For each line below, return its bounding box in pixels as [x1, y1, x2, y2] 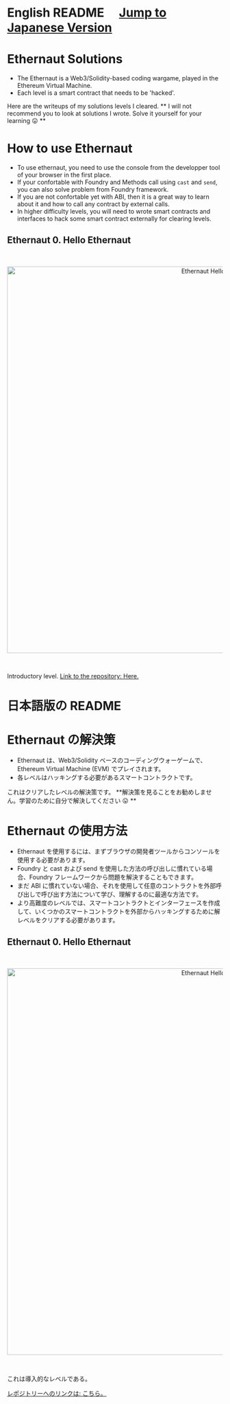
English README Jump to [7, 5, 167, 21]
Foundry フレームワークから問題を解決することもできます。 [29, 873, 197, 881]
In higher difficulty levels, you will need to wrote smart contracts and [16, 208, 211, 216]
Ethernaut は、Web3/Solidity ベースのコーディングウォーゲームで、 [16, 756, 207, 764]
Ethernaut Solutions [7, 52, 123, 67]
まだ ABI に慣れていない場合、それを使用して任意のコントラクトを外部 [16, 881, 216, 889]
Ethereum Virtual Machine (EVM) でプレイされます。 [16, 765, 165, 772]
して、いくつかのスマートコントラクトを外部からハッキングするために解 [16, 907, 220, 915]
